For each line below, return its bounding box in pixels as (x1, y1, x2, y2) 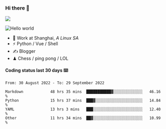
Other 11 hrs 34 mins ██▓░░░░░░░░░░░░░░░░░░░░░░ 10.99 (5, 115, 161, 120)
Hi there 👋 (5, 5, 30, 12)
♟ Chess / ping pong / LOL (12, 55, 69, 62)
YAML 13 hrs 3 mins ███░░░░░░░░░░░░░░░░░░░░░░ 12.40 (5, 106, 161, 112)
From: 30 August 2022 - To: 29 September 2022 (5, 80, 105, 85)
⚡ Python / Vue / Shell (12, 41, 58, 47)
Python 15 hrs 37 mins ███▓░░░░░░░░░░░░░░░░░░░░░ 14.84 (5, 98, 161, 103)
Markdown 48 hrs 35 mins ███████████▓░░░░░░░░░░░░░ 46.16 (5, 89, 161, 94)
